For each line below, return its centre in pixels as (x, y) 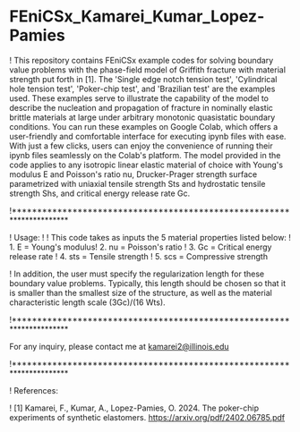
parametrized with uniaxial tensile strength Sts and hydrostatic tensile (137, 183)
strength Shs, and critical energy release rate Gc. (100, 193)
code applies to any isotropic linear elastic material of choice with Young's (146, 165)
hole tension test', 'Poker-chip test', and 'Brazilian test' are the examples (142, 89)
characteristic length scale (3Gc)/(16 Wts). (87, 302)
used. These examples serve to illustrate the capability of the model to (139, 98)
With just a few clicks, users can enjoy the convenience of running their (141, 146)
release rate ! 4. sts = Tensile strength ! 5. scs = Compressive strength (139, 256)
